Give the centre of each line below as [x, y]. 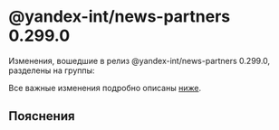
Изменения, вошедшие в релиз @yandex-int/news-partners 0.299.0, [139, 60]
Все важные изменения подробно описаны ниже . [105, 88]
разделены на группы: [52, 70]
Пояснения [42, 116]
